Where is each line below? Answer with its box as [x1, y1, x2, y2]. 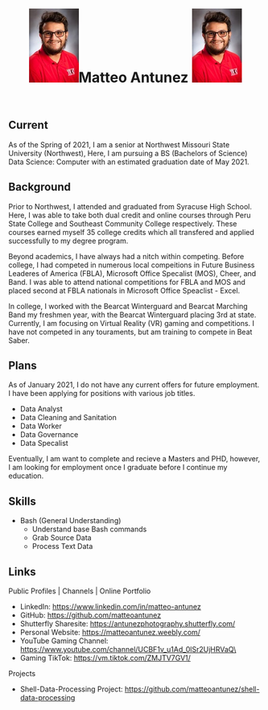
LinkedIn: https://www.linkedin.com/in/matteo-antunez [19, 602, 201, 611]
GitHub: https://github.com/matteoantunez [19, 610, 162, 620]
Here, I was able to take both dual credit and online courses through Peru [8, 210, 251, 220]
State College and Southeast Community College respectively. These [8, 218, 237, 229]
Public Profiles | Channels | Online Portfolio [8, 586, 151, 596]
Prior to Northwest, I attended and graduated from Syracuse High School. [8, 201, 252, 211]
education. [8, 471, 44, 481]
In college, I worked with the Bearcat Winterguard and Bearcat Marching [8, 301, 248, 311]
